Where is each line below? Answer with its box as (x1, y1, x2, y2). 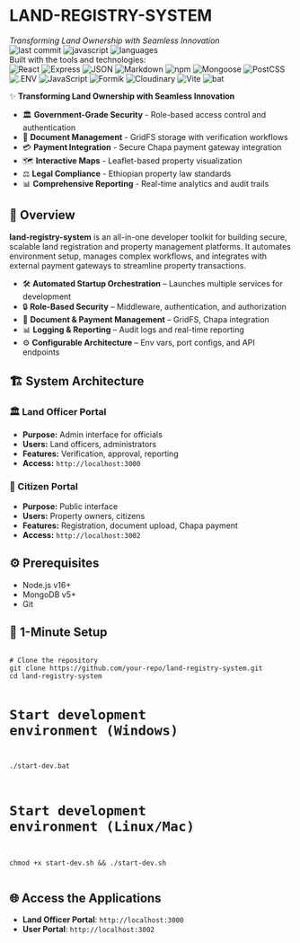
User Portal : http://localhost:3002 (22, 924, 155, 935)
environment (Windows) (9, 722, 179, 739)
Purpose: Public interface (22, 500, 119, 512)
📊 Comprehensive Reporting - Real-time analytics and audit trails (22, 178, 269, 189)
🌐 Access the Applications (9, 891, 162, 906)
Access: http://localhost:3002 (22, 529, 141, 540)
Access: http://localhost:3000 (22, 458, 141, 469)
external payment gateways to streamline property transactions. (9, 260, 247, 270)
